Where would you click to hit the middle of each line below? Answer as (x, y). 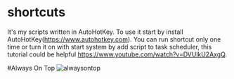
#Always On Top (31, 68)
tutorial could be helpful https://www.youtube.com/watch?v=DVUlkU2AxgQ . (117, 54)
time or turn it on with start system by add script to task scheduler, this (110, 47)
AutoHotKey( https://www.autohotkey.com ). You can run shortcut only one (114, 39)
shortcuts (36, 12)
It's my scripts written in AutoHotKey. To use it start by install (96, 32)
